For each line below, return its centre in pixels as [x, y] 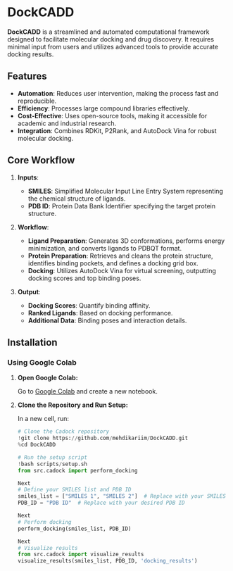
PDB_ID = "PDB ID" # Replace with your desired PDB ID [101, 503]
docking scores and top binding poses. [84, 278]
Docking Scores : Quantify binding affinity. [89, 305]
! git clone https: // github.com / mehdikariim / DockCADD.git [103, 438]
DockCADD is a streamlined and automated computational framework [108, 32]
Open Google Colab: [48, 378]
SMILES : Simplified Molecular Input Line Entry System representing [126, 191]
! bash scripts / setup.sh [52, 464]
